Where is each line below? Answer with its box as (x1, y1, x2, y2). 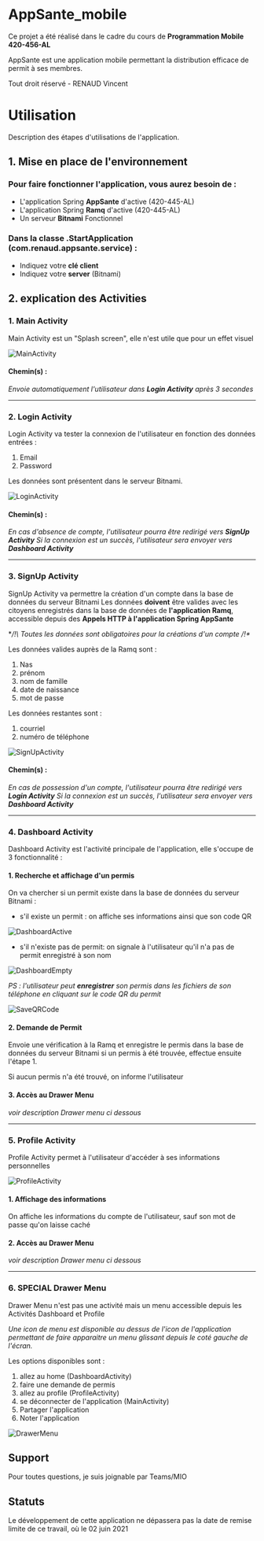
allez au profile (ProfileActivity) (19, 1388, 120, 1398)
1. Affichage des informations (8, 1194, 107, 1203)
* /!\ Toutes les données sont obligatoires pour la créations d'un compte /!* (8, 629, 251, 638)
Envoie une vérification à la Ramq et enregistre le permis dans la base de (8, 1040, 244, 1050)
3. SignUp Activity (8, 571, 79, 582)
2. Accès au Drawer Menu (8, 1238, 94, 1247)
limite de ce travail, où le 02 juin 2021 (8, 1524, 128, 1534)
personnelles (8, 1161, 50, 1170)
